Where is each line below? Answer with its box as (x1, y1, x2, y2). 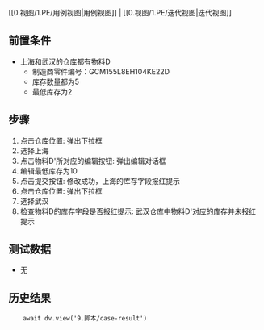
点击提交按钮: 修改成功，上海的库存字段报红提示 (19, 176, 180, 186)
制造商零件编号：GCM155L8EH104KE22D (31, 66, 170, 76)
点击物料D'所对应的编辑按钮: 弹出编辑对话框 (19, 156, 167, 165)
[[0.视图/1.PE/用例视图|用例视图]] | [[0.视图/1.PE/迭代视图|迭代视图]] (8, 8, 233, 17)
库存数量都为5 (31, 77, 79, 86)
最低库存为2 (31, 86, 73, 96)
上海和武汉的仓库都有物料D (19, 56, 111, 66)
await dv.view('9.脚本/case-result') (23, 315, 148, 323)
